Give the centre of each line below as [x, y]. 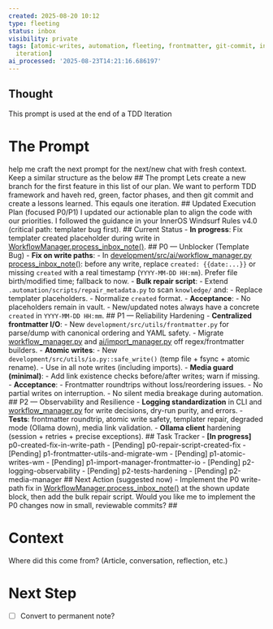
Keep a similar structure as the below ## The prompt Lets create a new [127, 177]
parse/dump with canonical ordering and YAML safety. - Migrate [116, 333]
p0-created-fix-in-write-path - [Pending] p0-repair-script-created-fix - [127, 445]
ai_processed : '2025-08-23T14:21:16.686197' [85, 62]
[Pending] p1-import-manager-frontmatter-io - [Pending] [146, 462]
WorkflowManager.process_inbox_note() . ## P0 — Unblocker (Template [129, 246]
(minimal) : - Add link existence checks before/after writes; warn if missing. [134, 376]
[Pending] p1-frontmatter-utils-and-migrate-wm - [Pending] [108, 453]
